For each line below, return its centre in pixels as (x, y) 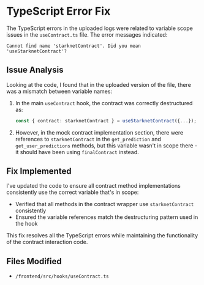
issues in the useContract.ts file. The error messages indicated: (87, 34)
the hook (26, 224)
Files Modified (34, 261)
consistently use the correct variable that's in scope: (73, 192)
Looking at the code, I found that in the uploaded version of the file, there (99, 84)
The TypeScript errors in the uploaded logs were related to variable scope (100, 28)
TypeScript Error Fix (59, 11)
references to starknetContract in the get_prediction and (88, 139)
